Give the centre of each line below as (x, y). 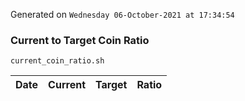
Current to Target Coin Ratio (80, 40)
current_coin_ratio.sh (57, 61)
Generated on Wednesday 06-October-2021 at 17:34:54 (122, 14)
